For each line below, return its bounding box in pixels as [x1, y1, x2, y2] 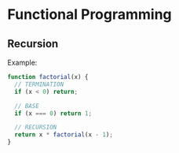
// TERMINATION [14, 80, 64, 88]
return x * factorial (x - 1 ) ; [14, 131, 113, 139]
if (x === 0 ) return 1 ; [14, 109, 92, 118]
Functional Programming [7, 6, 172, 24]
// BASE [14, 102, 40, 110]
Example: [7, 58, 38, 67]
